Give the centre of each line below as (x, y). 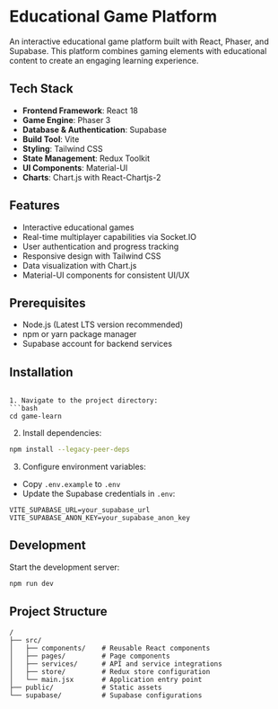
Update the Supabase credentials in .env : (99, 494)
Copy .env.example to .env (71, 484)
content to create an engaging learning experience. (104, 60)
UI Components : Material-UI (75, 167)
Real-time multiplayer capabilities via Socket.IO (109, 236)
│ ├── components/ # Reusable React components (110, 648)
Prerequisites (48, 303)
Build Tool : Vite (51, 139)
